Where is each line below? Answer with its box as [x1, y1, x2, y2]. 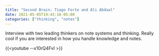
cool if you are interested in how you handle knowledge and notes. [5, 35, 142, 41]
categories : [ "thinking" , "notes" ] [5, 16, 79, 21]
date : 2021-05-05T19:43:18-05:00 [5, 12, 75, 17]
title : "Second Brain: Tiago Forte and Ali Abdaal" [5, 7, 115, 12]
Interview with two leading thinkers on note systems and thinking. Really [5, 30, 154, 36]
